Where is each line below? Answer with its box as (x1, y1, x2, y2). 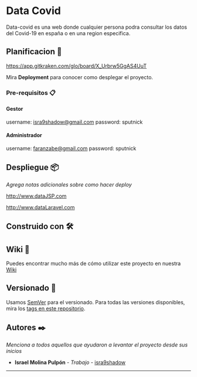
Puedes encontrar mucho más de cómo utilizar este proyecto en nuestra (6, 260, 181, 267)
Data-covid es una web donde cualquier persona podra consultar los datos (6, 23, 188, 30)
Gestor (6, 106, 23, 113)
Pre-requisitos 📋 (6, 89, 56, 97)
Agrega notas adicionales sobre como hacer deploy (6, 181, 132, 188)
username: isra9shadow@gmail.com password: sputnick (6, 118, 143, 125)
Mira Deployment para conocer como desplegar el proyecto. (6, 73, 154, 80)
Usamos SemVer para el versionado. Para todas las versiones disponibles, (6, 298, 185, 305)
